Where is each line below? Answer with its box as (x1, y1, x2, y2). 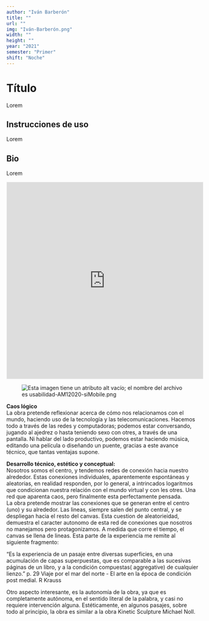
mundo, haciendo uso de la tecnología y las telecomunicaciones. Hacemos (6, 416, 196, 423)
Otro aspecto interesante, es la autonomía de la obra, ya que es (6, 588, 167, 596)
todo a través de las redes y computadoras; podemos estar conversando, (6, 422, 192, 430)
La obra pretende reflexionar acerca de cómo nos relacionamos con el (6, 409, 184, 416)
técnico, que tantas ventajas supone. (6, 448, 100, 456)
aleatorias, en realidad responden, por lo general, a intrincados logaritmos (6, 480, 193, 487)
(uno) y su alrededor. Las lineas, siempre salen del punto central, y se (6, 506, 182, 514)
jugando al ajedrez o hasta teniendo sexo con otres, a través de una (6, 429, 178, 436)
